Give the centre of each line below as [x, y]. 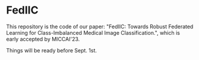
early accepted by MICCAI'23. [43, 39]
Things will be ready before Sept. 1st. [51, 50]
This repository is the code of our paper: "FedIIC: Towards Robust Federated [100, 26]
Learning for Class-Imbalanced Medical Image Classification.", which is [93, 32]
